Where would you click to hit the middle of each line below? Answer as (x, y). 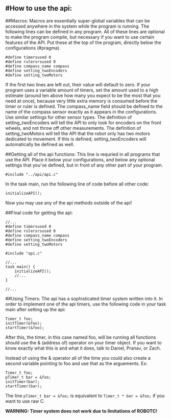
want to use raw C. (25, 401)
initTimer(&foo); (24, 323)
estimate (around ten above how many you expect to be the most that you (83, 95)
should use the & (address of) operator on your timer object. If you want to (83, 342)
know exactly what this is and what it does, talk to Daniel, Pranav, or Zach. (83, 348)
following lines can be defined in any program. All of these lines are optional (85, 31)
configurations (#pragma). (33, 48)
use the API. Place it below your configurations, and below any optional (80, 159)
